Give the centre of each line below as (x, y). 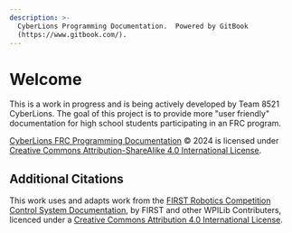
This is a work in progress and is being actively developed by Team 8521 (145, 104)
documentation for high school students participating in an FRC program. (146, 124)
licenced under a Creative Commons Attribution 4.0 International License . (146, 220)
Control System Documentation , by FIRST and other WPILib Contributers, (146, 210)
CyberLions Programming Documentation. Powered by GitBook (133, 26)
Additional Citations (66, 178)
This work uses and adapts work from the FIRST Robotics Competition (140, 200)
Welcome (46, 79)
